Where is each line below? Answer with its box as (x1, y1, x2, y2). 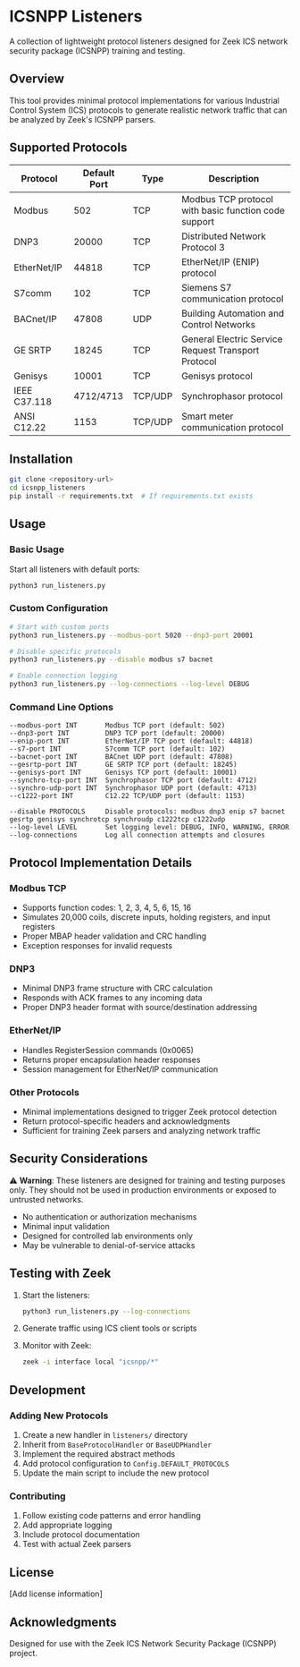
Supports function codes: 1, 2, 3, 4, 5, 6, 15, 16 (21, 902, 192, 914)
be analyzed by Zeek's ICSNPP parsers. (9, 114, 156, 124)
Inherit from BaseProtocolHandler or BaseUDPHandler (21, 1439, 212, 1450)
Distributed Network (181, 230, 266, 242)
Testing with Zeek (9, 1266, 112, 1281)
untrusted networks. (9, 1194, 84, 1204)
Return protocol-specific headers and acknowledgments (21, 1116, 230, 1127)
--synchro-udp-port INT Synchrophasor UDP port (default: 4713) (9, 784, 257, 793)
